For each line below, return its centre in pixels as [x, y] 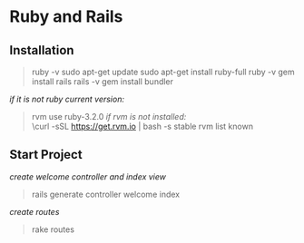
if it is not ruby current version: [67, 99]
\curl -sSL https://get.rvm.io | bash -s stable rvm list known [142, 126]
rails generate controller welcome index [105, 194]
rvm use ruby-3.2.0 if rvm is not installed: [109, 117]
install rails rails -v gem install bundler [103, 82]
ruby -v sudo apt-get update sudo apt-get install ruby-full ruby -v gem [163, 72]
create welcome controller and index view [88, 176]
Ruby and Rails [66, 17]
